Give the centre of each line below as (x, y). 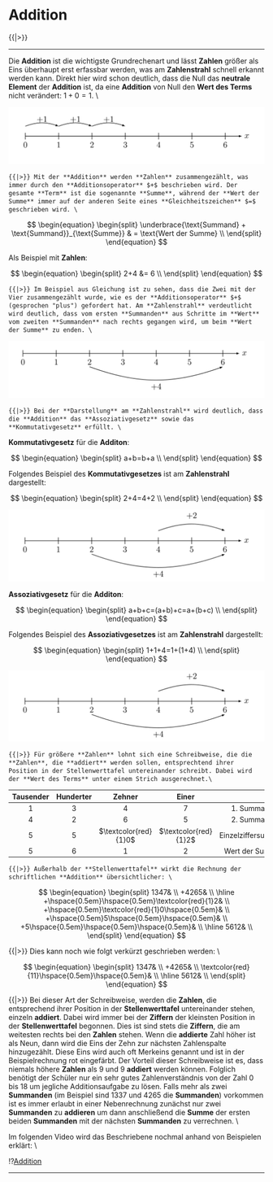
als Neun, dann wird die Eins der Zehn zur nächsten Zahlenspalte (117, 1044)
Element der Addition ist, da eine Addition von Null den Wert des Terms (130, 86)
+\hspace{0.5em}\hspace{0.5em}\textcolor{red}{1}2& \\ (136, 901)
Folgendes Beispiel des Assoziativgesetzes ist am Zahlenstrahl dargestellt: (136, 634)
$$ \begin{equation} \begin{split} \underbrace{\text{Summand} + (136, 225)
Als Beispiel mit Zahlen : (48, 257)
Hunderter (74, 796)
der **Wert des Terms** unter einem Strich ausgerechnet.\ (110, 779)
